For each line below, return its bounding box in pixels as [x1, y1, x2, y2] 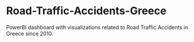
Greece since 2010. [6, 30, 53, 37]
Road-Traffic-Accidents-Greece [6, 4, 167, 18]
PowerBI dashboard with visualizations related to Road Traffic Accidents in [6, 24, 189, 31]
